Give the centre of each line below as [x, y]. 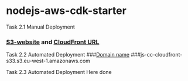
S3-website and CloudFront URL [53, 42]
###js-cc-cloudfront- [157, 55]
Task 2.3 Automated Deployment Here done [59, 72]
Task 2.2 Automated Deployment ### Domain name [68, 55]
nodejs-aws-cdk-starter [66, 11]
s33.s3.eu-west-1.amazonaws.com [48, 61]
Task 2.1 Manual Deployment [40, 27]
